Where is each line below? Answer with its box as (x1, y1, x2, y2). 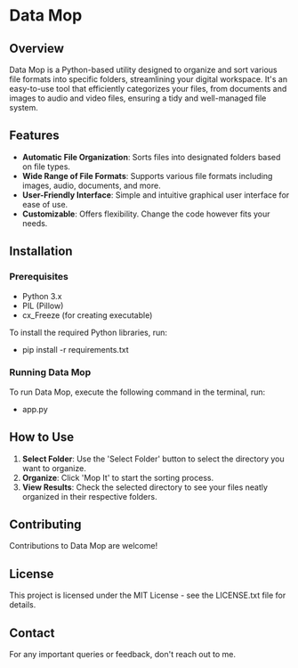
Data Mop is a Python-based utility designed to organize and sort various (9, 64, 278, 75)
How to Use (9, 429, 75, 445)
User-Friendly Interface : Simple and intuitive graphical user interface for (21, 189, 290, 200)
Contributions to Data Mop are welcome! (9, 541, 158, 551)
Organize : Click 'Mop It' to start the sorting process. (21, 472, 214, 483)
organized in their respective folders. (21, 491, 157, 501)
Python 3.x (21, 290, 62, 301)
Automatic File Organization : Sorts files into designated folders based (21, 151, 281, 162)
